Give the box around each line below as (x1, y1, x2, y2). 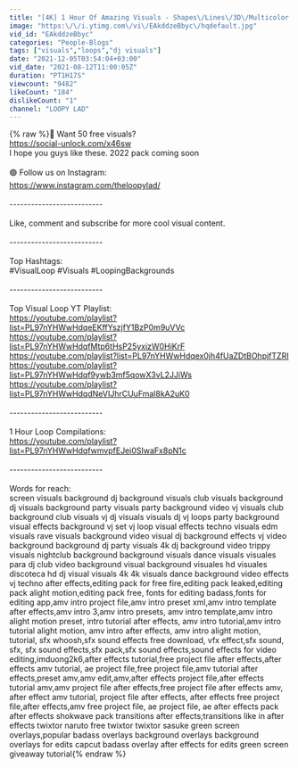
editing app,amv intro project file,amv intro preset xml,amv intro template (9, 597, 277, 607)
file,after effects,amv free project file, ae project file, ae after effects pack (9, 701, 279, 712)
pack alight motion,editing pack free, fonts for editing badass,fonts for (9, 588, 268, 599)
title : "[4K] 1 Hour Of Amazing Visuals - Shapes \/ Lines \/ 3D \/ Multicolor (9, 12, 290, 22)
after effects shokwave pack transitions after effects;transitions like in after (9, 711, 285, 722)
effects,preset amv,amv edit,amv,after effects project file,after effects (9, 673, 265, 683)
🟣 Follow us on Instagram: (9, 167, 107, 178)
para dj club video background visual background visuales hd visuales (9, 559, 268, 570)
